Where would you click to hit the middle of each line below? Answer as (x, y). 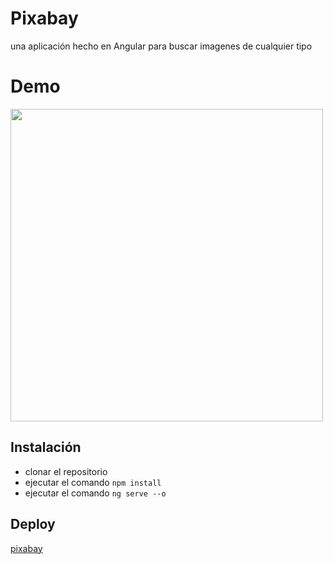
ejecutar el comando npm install (93, 482)
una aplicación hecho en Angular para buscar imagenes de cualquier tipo (161, 46)
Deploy (33, 524)
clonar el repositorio (66, 471)
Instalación (46, 447)
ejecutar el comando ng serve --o (95, 493)
